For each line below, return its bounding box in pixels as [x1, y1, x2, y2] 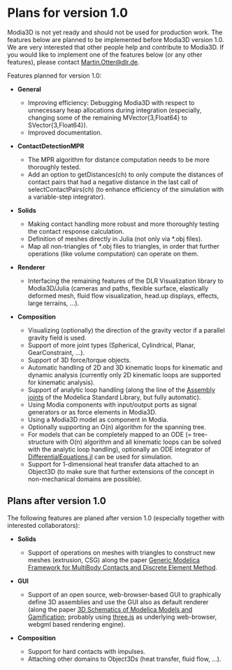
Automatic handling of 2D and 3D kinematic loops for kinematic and [27, 363, 223, 372]
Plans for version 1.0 [7, 5, 128, 21]
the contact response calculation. [27, 227, 124, 235]
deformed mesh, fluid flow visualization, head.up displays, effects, [27, 291, 219, 300]
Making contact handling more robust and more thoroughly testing [27, 219, 219, 228]
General [17, 85, 42, 93]
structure [27, 438, 55, 446]
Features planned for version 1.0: [7, 71, 102, 80]
